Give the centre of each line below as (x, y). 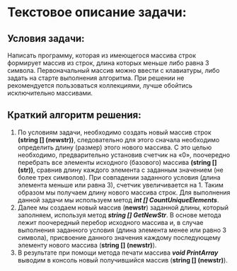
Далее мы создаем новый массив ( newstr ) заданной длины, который (123, 207)
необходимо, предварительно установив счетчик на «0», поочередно (124, 155)
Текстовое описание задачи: (97, 12)
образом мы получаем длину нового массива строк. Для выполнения (124, 192)
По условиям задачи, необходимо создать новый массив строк (114, 132)
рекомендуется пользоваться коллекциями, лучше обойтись (100, 85)
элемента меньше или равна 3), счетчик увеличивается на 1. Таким (121, 185)
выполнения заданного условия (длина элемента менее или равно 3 (122, 230)
